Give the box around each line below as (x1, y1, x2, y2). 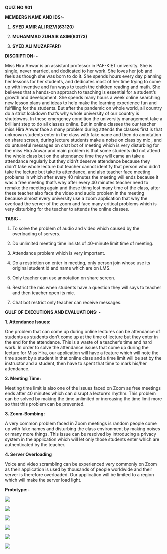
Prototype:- (5, 487, 30, 492)
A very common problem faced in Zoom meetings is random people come (5, 420, 157, 426)
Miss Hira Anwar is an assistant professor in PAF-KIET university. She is (5, 63, 153, 68)
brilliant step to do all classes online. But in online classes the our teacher (5, 121, 156, 127)
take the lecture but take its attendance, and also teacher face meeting (5, 169, 151, 175)
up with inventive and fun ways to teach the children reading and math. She (5, 84, 161, 90)
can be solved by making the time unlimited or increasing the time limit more (5, 396, 162, 402)
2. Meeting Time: (5, 375, 41, 381)
